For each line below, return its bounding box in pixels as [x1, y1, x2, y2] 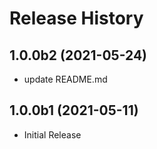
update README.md [23, 73, 108, 85]
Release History [9, 7, 144, 30]
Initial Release [23, 128, 82, 141]
